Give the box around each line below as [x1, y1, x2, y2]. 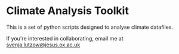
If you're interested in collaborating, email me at [6, 35, 124, 42]
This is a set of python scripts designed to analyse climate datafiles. [6, 23, 174, 31]
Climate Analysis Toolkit [6, 4, 129, 18]
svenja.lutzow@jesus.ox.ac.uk [6, 41, 81, 48]
